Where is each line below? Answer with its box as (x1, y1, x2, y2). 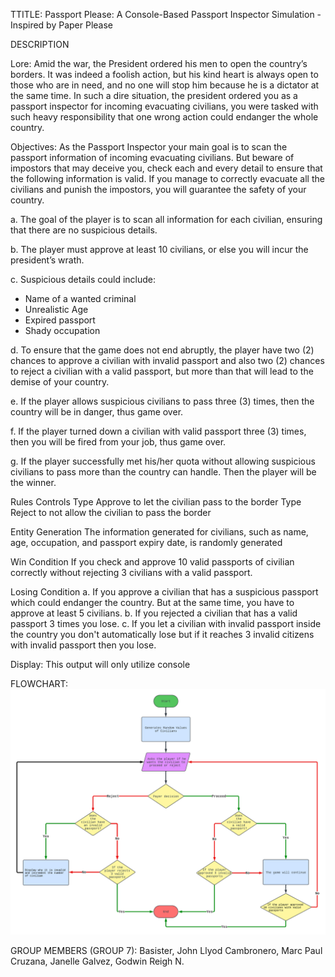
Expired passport (24, 314, 96, 326)
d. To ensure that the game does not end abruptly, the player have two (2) (10, 344, 315, 356)
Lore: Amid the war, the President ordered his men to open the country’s (10, 58, 308, 69)
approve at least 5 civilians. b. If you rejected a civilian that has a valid (10, 607, 298, 619)
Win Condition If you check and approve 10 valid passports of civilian (10, 556, 295, 568)
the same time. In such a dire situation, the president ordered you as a (10, 90, 298, 101)
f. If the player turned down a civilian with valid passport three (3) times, (10, 425, 307, 437)
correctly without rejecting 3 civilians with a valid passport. (10, 567, 253, 578)
